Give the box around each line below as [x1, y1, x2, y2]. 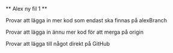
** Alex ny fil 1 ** [5, 5, 48, 12]
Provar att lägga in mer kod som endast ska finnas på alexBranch [5, 17, 167, 23]
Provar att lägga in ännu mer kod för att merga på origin [5, 28, 144, 36]
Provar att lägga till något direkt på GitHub [5, 40, 110, 47]
